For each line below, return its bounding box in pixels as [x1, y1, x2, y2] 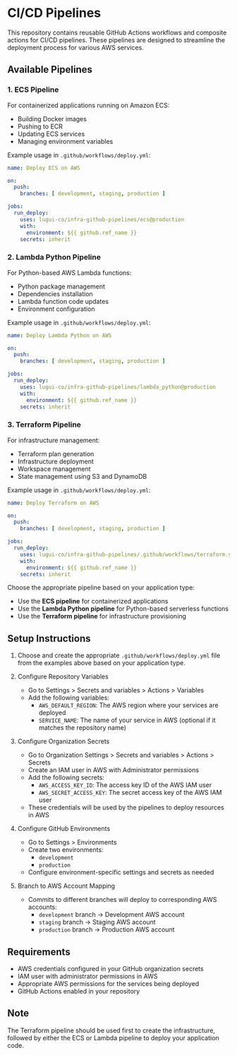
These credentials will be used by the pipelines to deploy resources [28, 803, 224, 812]
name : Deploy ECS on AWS [7, 164, 80, 171]
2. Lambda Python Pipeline [7, 252, 101, 262]
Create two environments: [28, 846, 104, 854]
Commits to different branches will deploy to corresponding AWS [28, 896, 217, 904]
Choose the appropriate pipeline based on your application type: [7, 583, 195, 592]
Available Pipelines [7, 63, 93, 75]
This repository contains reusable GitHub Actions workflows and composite [7, 28, 227, 37]
